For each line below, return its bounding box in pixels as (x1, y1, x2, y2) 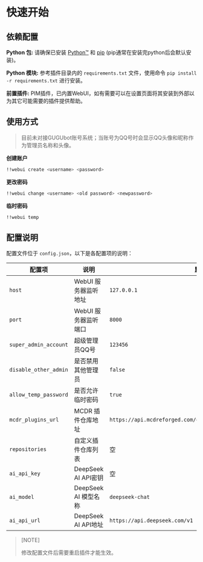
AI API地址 (74, 521, 104, 529)
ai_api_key (9, 470, 40, 477)
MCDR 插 (74, 407, 100, 415)
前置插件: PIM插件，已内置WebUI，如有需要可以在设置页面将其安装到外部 (6, 90, 189, 97)
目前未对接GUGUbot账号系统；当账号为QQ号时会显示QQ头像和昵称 (21, 134, 188, 141)
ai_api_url (9, 517, 40, 524)
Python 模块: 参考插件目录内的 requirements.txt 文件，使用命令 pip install (6, 69, 197, 76)
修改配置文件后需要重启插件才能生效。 (21, 549, 117, 557)
